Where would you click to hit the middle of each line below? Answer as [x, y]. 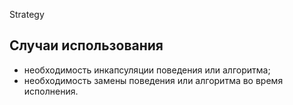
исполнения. [51, 91]
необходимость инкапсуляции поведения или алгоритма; [147, 70]
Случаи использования [86, 45]
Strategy [27, 14]
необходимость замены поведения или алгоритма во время [153, 80]
